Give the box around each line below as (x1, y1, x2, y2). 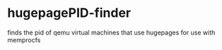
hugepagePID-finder (7, 5, 132, 21)
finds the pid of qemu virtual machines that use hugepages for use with (7, 28, 216, 37)
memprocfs (7, 35, 41, 44)
